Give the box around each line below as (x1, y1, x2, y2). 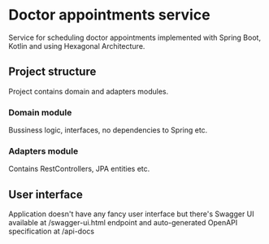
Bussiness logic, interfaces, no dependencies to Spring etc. (8, 125, 208, 135)
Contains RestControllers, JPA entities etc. (8, 164, 150, 174)
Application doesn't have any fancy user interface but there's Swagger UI (8, 209, 254, 219)
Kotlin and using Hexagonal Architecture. (8, 41, 145, 50)
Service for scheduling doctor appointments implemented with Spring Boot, (8, 33, 262, 42)
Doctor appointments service (8, 6, 210, 24)
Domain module (8, 107, 72, 118)
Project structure (8, 65, 97, 79)
